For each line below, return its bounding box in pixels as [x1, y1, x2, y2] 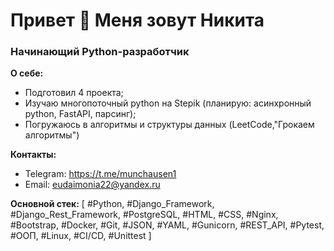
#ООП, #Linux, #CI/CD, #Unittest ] [10, 230, 152, 242]
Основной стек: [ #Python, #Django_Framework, [10, 198, 215, 210]
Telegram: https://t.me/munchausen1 [24, 168, 177, 180]
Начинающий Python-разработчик [10, 45, 190, 59]
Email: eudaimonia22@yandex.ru [24, 179, 161, 191]
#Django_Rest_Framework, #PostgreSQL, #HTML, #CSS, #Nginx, [10, 209, 279, 221]
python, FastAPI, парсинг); [24, 108, 137, 120]
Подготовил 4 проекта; [24, 87, 124, 99]
